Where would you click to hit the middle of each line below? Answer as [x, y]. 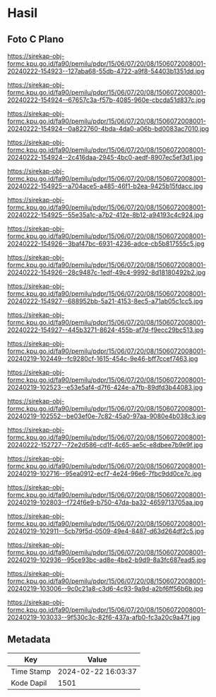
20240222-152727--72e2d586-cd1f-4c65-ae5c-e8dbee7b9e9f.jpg [105, 445]
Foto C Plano [36, 39]
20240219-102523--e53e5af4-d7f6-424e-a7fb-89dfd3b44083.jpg [105, 387]
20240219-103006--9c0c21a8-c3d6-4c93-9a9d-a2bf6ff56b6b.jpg [105, 588]
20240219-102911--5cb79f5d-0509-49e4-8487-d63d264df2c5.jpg [106, 531]
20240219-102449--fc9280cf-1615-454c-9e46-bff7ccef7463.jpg [103, 358]
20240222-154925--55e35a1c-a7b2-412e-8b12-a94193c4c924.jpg [106, 215]
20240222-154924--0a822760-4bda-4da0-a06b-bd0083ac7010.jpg [108, 128]
